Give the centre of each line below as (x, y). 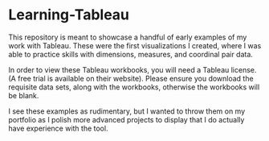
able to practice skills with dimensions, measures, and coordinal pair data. (130, 54)
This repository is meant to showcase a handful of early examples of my (128, 37)
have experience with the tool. (58, 128)
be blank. (24, 95)
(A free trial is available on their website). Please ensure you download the (131, 78)
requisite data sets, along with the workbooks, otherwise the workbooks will (134, 87)
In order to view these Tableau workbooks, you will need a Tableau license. (132, 69)
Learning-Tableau (69, 15)
